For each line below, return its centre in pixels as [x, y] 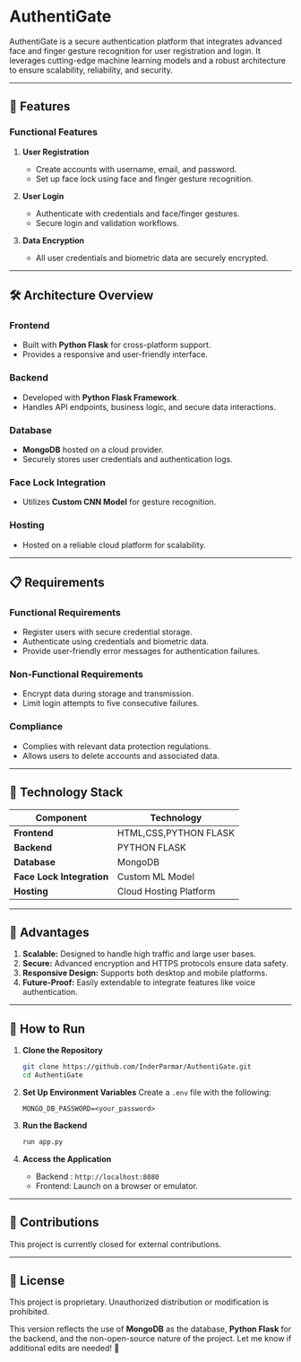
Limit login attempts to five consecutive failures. [111, 703]
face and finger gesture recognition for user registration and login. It [135, 50]
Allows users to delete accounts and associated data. [120, 755]
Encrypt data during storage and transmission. [108, 694]
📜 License [37, 1281]
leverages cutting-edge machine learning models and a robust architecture [148, 60]
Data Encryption [53, 240]
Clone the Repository [62, 1051]
